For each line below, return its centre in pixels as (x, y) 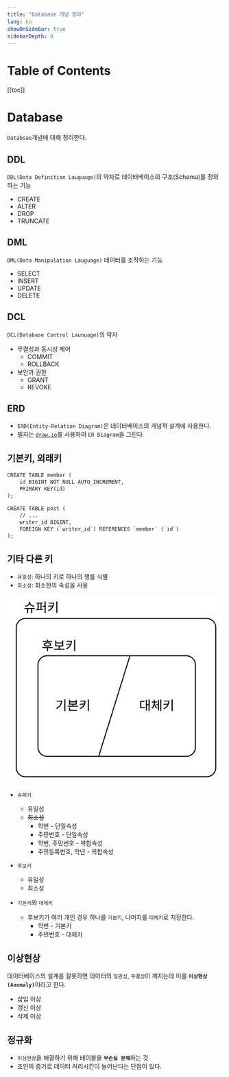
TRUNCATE (33, 221)
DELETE (28, 295)
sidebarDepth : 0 (30, 36)
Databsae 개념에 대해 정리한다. (47, 138)
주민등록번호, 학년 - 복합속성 (76, 852)
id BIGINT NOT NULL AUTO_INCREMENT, (72, 482)
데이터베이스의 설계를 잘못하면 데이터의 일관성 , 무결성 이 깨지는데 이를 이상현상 (107, 976)
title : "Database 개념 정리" (46, 14)
